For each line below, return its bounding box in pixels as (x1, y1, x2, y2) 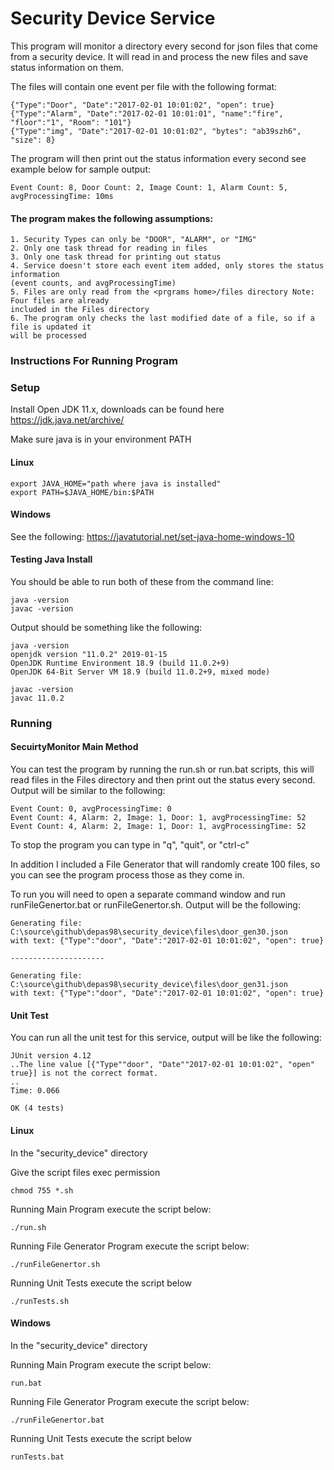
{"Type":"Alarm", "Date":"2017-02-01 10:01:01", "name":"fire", (10, 108, 284, 119)
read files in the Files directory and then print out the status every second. (10, 774, 316, 786)
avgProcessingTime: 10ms (10, 191, 114, 201)
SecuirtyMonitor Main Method (10, 741, 139, 753)
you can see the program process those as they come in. (10, 869, 245, 881)
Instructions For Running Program (10, 354, 179, 368)
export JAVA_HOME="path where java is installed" (10, 478, 222, 489)
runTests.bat (10, 1452, 65, 1462)
